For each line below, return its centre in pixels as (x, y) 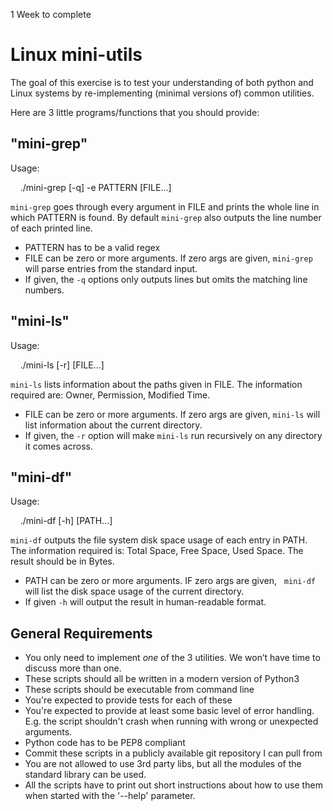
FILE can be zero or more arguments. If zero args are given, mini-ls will (172, 414)
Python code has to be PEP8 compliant (105, 743)
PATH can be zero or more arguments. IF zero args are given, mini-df (170, 581)
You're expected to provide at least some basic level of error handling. (169, 711)
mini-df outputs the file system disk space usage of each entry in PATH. (159, 540)
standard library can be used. (85, 775)
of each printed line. (51, 228)
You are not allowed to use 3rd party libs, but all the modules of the (163, 764)
